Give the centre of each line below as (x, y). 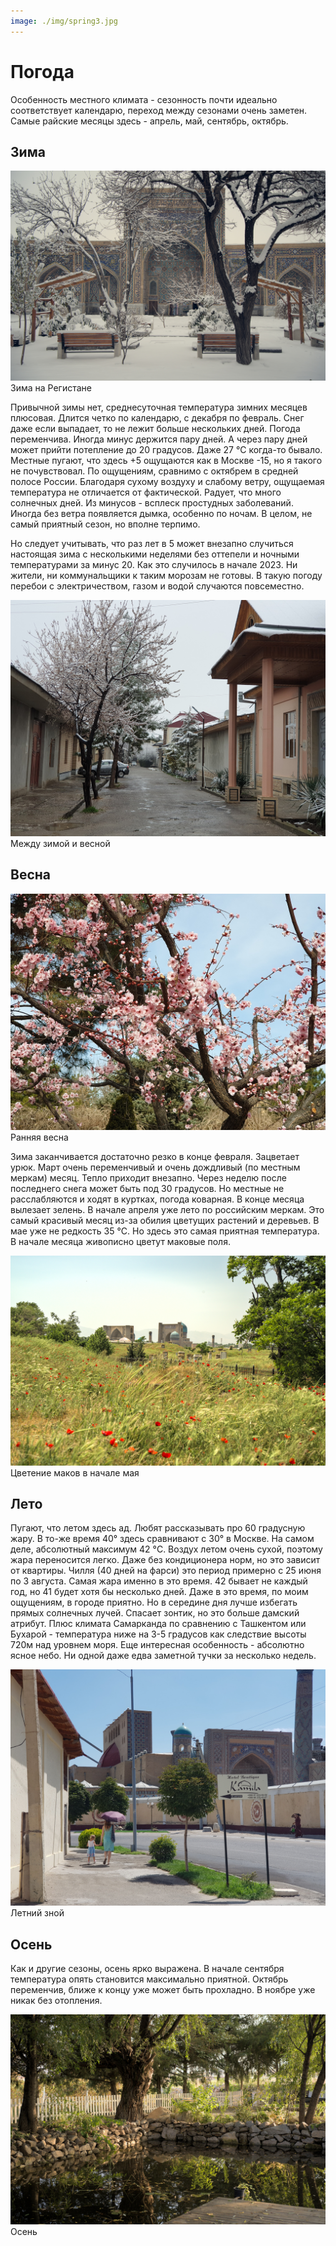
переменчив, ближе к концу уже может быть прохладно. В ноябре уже (163, 1990)
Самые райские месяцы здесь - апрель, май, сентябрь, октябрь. (149, 121)
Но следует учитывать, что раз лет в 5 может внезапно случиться (152, 544)
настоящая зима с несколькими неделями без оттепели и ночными (155, 554)
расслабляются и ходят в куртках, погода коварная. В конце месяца (157, 1199)
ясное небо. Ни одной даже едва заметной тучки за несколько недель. (163, 1656)
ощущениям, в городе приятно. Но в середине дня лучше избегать (154, 1602)
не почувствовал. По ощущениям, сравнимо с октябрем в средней (154, 471)
